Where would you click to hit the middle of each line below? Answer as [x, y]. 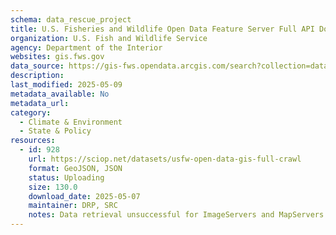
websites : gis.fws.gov [57, 57]
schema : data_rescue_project [71, 19]
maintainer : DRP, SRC [73, 206]
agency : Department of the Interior [86, 47]
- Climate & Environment [71, 122]
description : [37, 76]
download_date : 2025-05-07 [84, 196]
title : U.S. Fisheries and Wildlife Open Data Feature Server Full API [162, 29]
